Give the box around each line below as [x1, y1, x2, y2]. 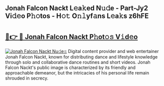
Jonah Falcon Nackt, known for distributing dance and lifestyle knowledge [5, 54, 158, 59]
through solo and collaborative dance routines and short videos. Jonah [5, 59, 151, 65]
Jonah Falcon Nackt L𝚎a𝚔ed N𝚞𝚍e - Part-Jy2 [5, 4, 149, 12]
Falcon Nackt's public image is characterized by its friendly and [5, 64, 136, 70]
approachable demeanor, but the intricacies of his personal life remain [5, 70, 150, 75]
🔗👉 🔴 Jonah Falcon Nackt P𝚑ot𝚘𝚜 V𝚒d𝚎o [5, 32, 138, 41]
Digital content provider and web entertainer [68, 48, 159, 54]
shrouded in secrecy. [5, 75, 48, 81]
